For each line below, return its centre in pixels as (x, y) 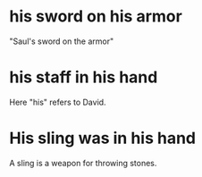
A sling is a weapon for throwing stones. (83, 163)
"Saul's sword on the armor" (62, 41)
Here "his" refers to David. (58, 102)
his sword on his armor (96, 17)
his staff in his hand (84, 77)
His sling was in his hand (103, 138)
